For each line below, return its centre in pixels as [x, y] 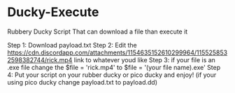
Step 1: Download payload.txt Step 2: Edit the [72, 45]
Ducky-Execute [53, 12]
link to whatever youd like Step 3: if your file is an [144, 59]
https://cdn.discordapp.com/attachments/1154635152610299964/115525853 [117, 52]
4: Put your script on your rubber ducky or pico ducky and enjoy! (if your [112, 75]
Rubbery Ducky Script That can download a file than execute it [98, 31]
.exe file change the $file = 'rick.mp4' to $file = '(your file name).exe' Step [114, 67]
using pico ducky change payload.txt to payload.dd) [82, 82]
